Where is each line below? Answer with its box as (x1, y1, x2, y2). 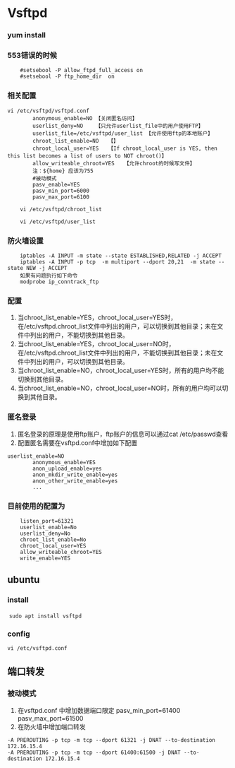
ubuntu (7, 574, 40, 586)
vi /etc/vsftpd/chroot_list (20, 206, 102, 213)
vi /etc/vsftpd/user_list (20, 218, 96, 225)
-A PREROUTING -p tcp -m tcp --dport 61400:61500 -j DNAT (7, 749, 181, 756)
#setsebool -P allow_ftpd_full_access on (20, 67, 143, 74)
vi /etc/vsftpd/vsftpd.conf (7, 107, 90, 114)
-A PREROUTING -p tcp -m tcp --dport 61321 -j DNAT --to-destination (7, 736, 216, 743)
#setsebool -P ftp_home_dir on (20, 73, 115, 81)
